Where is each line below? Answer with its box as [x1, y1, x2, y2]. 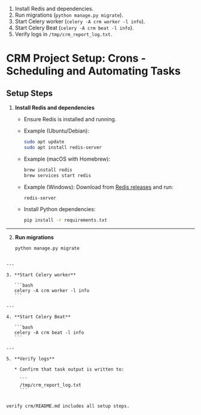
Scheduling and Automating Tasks [6, 64, 181, 78]
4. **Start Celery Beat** [6, 314, 71, 320]
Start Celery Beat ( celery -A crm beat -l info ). [14, 24, 134, 31]
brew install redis [23, 167, 73, 173]
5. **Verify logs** [6, 356, 55, 362]
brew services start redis [23, 172, 92, 179]
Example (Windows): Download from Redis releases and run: [23, 183, 173, 191]
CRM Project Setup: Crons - [6, 52, 147, 65]
